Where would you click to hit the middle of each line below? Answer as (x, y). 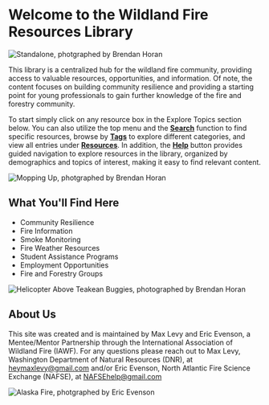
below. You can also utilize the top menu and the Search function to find (128, 128)
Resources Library (71, 32)
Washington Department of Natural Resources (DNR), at (101, 359)
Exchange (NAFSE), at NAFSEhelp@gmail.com (85, 376)
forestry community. (42, 104)
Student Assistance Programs (69, 256)
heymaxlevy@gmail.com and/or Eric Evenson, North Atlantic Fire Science (129, 368)
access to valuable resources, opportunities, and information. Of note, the (130, 78)
